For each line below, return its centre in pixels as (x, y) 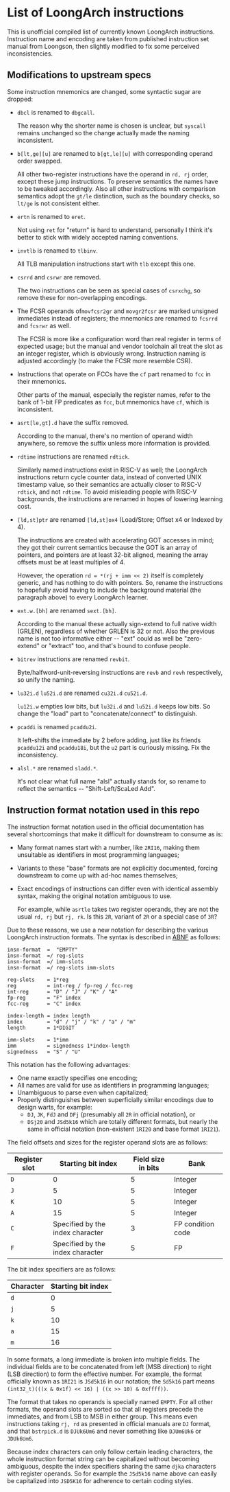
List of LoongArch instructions (95, 13)
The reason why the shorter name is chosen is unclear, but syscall (112, 126)
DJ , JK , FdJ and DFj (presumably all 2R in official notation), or (111, 1114)
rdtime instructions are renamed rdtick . (73, 456)
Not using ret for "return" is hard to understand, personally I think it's (115, 230)
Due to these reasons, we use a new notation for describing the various (108, 930)
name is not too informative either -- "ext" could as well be (100, 638)
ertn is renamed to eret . (51, 216)
